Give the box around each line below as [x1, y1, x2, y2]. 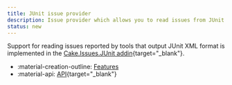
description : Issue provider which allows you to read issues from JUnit [7, 17, 225, 23]
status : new [7, 23, 42, 30]
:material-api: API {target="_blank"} [17, 70, 117, 78]
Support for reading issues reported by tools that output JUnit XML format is [7, 42, 225, 50]
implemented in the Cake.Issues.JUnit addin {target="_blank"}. [7, 49, 185, 57]
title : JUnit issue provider [7, 10, 91, 17]
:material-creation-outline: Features [17, 63, 119, 71]
